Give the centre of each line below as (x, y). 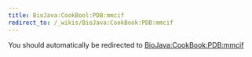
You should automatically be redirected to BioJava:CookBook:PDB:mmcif (126, 45)
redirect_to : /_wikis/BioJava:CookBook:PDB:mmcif (91, 23)
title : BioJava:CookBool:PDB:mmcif (66, 15)
